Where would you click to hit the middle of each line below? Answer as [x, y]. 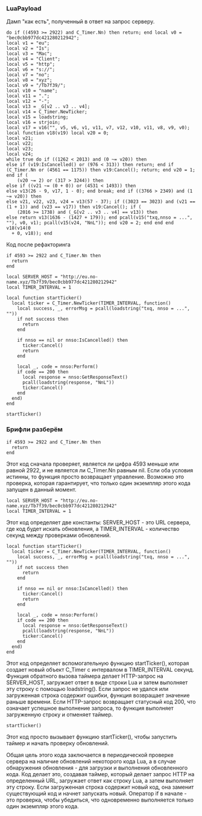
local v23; [20, 149]
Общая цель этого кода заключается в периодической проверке [90, 755]
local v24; [20, 154]
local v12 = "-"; [28, 101]
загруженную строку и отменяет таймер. [60, 715]
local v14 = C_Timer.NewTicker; [47, 112]
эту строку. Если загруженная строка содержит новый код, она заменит [100, 787]
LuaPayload [24, 8]
